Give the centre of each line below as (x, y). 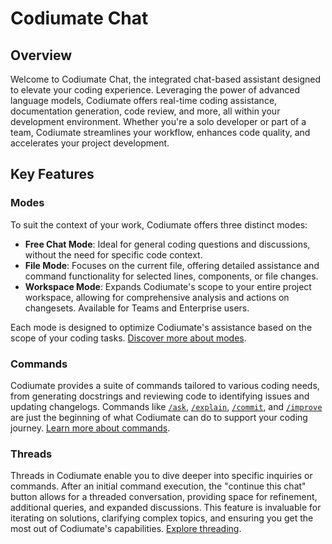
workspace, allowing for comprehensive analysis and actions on (157, 297)
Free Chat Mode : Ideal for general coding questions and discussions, (167, 244)
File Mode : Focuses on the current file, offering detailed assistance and (172, 265)
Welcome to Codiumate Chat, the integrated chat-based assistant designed (166, 79)
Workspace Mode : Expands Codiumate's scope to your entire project (168, 286)
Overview (41, 55)
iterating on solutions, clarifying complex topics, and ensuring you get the (162, 518)
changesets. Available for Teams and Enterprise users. (137, 308)
